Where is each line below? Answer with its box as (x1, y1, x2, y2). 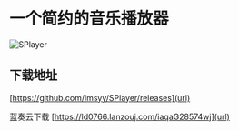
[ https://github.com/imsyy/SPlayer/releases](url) (9, 92, 191, 103)
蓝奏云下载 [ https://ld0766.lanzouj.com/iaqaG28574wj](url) (9, 111, 230, 122)
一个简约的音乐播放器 (9, 8, 170, 29)
